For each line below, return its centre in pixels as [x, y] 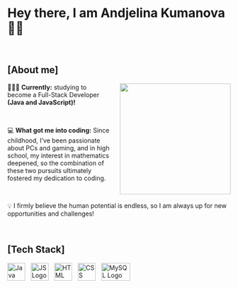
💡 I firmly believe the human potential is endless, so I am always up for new [117, 205]
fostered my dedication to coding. [57, 178]
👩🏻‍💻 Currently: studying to [47, 87]
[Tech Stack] [36, 250]
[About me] [33, 70]
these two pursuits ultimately [50, 170]
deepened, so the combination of [56, 163]
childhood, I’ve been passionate [54, 140]
